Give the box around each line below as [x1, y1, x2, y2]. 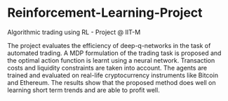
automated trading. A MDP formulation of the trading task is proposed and [7, 49, 222, 57]
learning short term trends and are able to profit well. [7, 86, 160, 94]
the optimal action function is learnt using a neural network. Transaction [7, 56, 215, 64]
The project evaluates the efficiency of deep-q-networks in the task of [7, 41, 211, 49]
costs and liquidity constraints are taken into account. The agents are [7, 63, 208, 72]
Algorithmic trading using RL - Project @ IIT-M [7, 28, 141, 36]
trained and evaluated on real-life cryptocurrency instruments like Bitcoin [7, 71, 219, 79]
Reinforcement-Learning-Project [7, 5, 203, 21]
